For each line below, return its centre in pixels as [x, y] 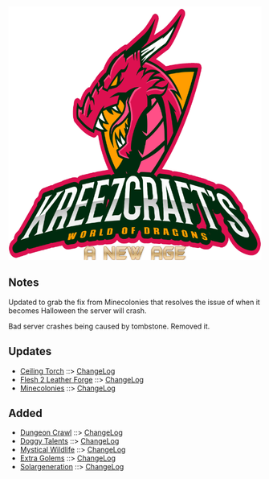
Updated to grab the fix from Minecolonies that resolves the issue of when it [134, 302]
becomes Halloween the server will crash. [77, 310]
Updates [30, 351]
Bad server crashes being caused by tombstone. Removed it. [109, 326]
